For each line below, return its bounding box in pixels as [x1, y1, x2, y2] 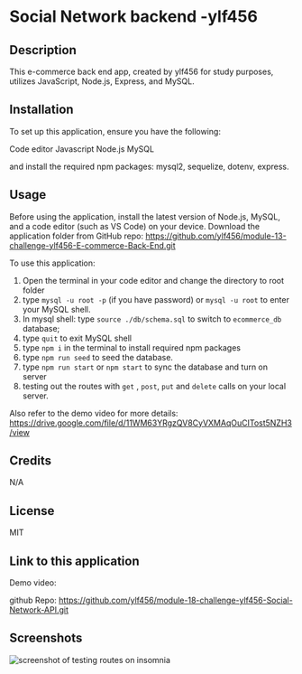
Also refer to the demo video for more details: [9, 407, 178, 418]
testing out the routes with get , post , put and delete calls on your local [22, 380, 287, 391]
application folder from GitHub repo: [9, 230, 144, 241]
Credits [9, 454, 52, 469]
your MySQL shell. [22, 304, 92, 314]
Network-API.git [9, 604, 69, 615]
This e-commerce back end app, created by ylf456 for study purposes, [9, 66, 274, 77]
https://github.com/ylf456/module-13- [145, 230, 287, 241]
